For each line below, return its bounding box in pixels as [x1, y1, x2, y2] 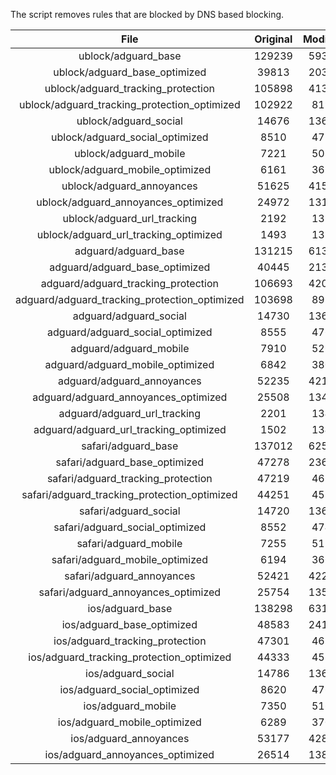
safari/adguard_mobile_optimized [51, 553, 208, 566]
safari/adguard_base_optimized [55, 455, 205, 469]
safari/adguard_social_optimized [53, 520, 207, 534]
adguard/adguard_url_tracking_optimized [33, 423, 227, 436]
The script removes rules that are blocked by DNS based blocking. [10, 9, 285, 20]
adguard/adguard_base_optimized [49, 260, 211, 274]
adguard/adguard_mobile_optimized [44, 358, 215, 371]
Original [254, 32, 293, 46]
